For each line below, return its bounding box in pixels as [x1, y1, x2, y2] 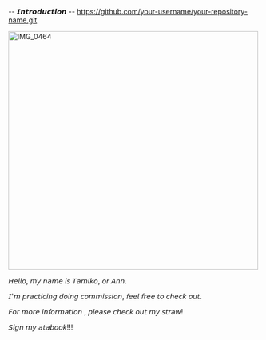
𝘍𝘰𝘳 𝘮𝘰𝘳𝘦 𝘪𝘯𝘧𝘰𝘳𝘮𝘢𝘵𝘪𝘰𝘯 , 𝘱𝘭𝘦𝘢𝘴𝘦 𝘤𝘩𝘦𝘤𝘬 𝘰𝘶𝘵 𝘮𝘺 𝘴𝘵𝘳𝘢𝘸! [8, 307, 184, 316]
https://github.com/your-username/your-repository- [77, 7, 248, 16]
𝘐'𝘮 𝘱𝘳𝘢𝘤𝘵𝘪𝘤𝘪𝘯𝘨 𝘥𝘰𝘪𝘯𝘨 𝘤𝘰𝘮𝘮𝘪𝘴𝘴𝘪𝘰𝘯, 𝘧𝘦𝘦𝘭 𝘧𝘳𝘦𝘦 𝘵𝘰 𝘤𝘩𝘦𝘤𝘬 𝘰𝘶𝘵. [8, 291, 202, 301]
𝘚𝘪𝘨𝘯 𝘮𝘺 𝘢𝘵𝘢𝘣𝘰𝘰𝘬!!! [8, 322, 73, 332]
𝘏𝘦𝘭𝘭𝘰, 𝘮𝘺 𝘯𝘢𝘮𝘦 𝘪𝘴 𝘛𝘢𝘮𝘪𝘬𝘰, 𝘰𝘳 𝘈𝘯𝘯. [8, 276, 127, 286]
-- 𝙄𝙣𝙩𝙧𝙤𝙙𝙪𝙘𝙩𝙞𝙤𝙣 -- [8, 7, 76, 16]
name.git [8, 15, 38, 25]
